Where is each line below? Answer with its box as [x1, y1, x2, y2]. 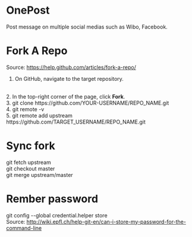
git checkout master [6, 165, 55, 172]
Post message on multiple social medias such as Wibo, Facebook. [6, 23, 168, 30]
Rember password [6, 192, 99, 206]
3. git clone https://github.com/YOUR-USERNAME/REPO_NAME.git [6, 99, 169, 106]
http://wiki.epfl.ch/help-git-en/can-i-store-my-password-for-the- [26, 218, 186, 225]
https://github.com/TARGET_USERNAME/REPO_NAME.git [6, 118, 146, 125]
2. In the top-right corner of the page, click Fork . [6, 93, 125, 100]
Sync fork [6, 139, 55, 153]
